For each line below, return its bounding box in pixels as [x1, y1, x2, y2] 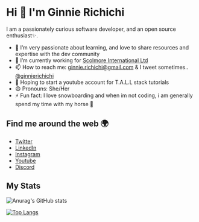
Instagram [14, 150, 40, 157]
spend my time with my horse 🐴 [14, 100, 94, 107]
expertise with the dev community [14, 50, 100, 57]
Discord [14, 163, 35, 171]
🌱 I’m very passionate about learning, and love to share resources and [14, 43, 189, 51]
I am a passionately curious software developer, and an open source [6, 25, 176, 33]
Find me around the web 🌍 [6, 119, 109, 129]
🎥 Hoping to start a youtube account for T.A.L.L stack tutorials [14, 78, 169, 86]
